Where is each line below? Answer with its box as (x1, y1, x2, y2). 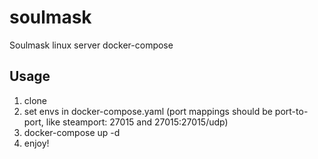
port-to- (274, 105, 309, 117)
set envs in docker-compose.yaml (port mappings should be (23, 105, 273, 117)
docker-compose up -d (23, 126, 121, 138)
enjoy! (23, 137, 50, 149)
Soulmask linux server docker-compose (9, 39, 174, 51)
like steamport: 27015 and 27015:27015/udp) (45, 116, 229, 128)
